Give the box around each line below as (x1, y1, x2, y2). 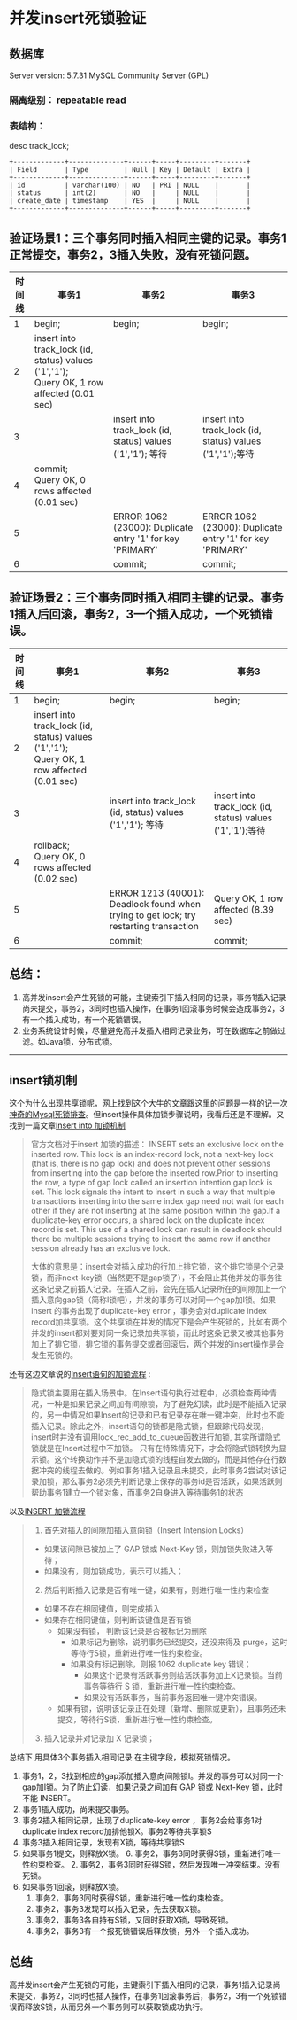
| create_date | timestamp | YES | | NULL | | (9, 197, 251, 206)
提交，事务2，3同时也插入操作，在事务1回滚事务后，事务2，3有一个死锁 (16, 1991, 280, 2001)
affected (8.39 (213, 903, 274, 915)
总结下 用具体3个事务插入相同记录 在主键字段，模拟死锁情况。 (9, 1752, 236, 1763)
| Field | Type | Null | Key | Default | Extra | (9, 166, 251, 175)
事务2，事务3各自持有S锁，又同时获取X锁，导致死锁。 (34, 1915, 234, 1925)
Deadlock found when (109, 897, 202, 910)
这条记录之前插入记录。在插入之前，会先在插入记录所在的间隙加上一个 (30, 1284, 287, 1294)
